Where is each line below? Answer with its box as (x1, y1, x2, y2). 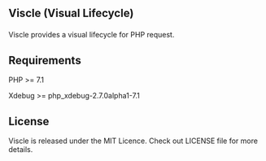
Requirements (8, 53, 81, 67)
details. (8, 145, 33, 154)
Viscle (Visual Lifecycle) (8, 7, 134, 20)
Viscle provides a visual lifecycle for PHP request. (8, 30, 175, 40)
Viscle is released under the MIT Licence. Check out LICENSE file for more (8, 136, 259, 146)
